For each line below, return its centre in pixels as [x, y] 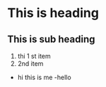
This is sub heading [51, 39]
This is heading [53, 13]
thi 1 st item [34, 56]
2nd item [30, 64]
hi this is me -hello [45, 77]
